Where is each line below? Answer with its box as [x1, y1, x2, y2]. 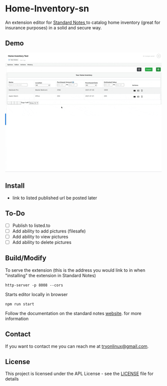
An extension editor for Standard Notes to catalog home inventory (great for [5, 19, 161, 25]
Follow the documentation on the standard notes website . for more [5, 310, 142, 316]
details [5, 376, 19, 382]
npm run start [5, 302, 35, 307]
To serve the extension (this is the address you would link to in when [5, 267, 146, 273]
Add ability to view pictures [12, 233, 69, 239]
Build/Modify [5, 254, 47, 262]
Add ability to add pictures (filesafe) [12, 228, 86, 234]
